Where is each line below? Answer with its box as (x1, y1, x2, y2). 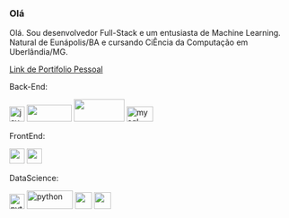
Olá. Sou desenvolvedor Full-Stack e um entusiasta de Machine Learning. (9, 28, 281, 39)
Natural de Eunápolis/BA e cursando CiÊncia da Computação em (9, 37, 249, 48)
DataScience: (9, 173, 59, 184)
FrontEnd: (9, 131, 46, 142)
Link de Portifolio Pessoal (9, 64, 103, 74)
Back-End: (9, 82, 48, 92)
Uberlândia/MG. (9, 47, 69, 57)
